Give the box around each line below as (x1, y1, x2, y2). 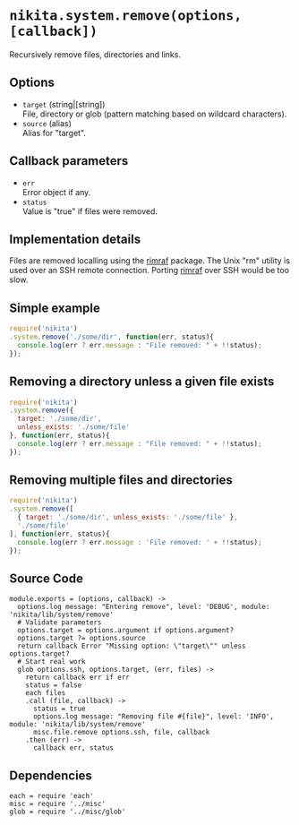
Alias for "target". (21, 127, 87, 138)
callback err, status (32, 743, 115, 752)
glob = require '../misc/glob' (9, 807, 126, 817)
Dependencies (9, 768, 92, 783)
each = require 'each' (9, 792, 94, 801)
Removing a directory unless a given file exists (9, 374, 275, 390)
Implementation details (9, 231, 141, 246)
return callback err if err (25, 673, 130, 683)
